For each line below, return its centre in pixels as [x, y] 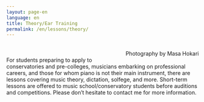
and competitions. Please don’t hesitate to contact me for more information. [101, 93]
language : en [23, 18]
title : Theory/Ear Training [42, 23]
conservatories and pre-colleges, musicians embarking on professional [96, 67]
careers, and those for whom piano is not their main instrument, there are [98, 73]
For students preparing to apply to [49, 60]
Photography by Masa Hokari [162, 54]
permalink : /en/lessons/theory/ [47, 29]
